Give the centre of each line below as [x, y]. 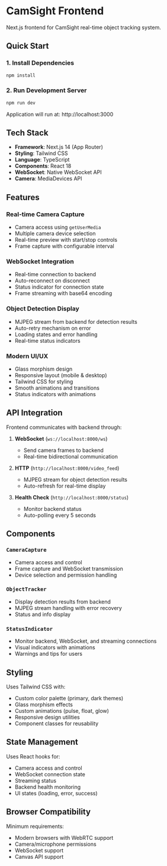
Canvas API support [39, 856]
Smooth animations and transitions [57, 388]
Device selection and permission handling [66, 575]
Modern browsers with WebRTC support [64, 837]
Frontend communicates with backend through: [64, 427]
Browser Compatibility [48, 812]
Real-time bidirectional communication [71, 456]
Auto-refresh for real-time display [65, 486]
